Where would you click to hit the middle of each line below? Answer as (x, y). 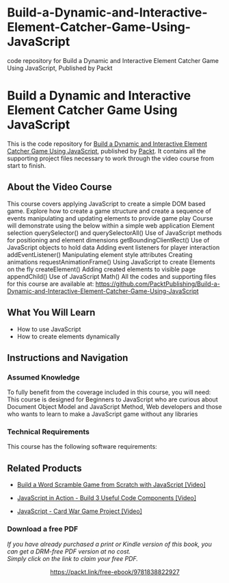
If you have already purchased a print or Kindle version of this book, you (109, 544)
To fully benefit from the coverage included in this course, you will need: (109, 393)
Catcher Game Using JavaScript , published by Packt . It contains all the (107, 151)
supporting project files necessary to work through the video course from (110, 158)
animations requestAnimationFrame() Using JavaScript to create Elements (111, 262)
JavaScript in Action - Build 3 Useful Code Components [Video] (107, 498)
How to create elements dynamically (68, 336)
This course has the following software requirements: (82, 447)
